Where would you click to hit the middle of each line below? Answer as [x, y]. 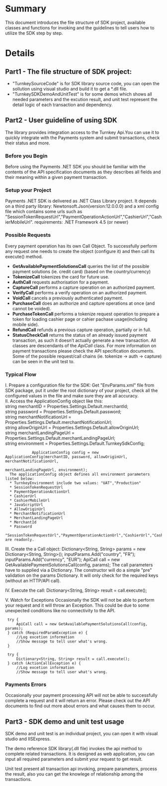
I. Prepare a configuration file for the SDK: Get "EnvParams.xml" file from [80, 385]
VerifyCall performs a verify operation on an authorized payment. [80, 292]
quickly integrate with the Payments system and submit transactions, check [83, 137]
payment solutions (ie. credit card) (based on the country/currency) [81, 271]
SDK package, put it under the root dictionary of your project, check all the [82, 390]
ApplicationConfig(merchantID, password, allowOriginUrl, [66, 457]
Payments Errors [26, 684]
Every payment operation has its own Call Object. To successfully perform [81, 246]
